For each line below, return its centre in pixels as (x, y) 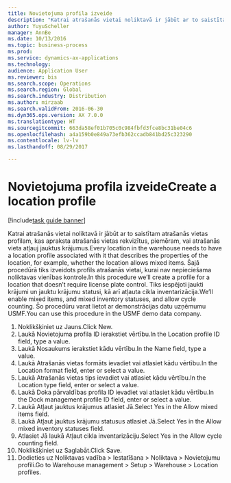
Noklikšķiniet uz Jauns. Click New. (65, 326)
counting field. (38, 443)
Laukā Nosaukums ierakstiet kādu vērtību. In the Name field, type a (112, 348)
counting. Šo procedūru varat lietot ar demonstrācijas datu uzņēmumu (107, 306)
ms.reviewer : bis (33, 77)
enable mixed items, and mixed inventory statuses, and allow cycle (102, 299)
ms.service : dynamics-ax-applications (63, 58)
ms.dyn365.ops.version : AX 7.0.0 (56, 115)
